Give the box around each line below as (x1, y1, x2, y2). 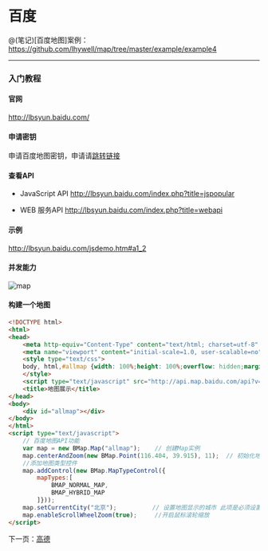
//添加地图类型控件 (22, 459, 78, 467)
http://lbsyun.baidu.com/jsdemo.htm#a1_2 (8, 243, 147, 253)
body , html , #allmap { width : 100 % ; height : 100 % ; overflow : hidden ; (22, 363, 245, 371)
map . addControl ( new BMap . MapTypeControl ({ (22, 466, 166, 474)
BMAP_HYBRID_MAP (50, 489, 105, 497)
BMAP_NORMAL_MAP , (50, 482, 109, 490)
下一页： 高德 (8, 533, 50, 543)
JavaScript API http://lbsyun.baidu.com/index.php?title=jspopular (19, 189, 235, 199)
